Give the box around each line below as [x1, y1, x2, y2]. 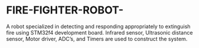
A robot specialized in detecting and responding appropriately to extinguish [6, 23, 191, 30]
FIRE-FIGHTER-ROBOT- [6, 4, 124, 17]
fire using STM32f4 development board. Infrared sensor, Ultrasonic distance [6, 29, 193, 36]
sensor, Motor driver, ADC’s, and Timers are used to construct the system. [6, 35, 188, 42]
